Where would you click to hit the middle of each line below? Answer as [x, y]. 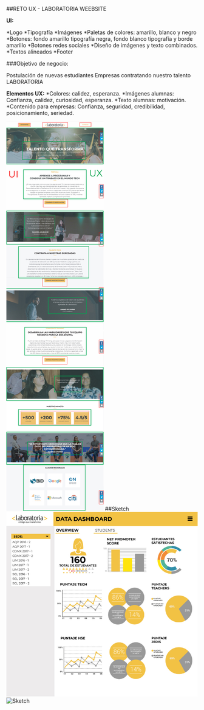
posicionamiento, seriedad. [40, 113]
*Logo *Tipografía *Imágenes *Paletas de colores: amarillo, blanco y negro [101, 32]
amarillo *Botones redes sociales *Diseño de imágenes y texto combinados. [102, 45]
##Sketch [117, 509]
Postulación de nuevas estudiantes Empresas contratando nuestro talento [99, 75]
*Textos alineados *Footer [40, 52]
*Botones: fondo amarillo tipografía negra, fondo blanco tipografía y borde [100, 39]
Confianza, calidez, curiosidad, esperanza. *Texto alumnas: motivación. [96, 100]
